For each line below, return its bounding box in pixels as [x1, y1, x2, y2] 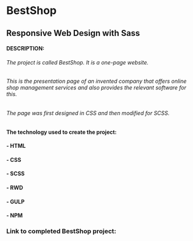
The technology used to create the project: [6, 128, 117, 136]
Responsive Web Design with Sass [6, 28, 140, 38]
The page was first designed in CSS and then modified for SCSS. [6, 109, 170, 116]
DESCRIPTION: [6, 45, 44, 52]
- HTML [6, 142, 26, 150]
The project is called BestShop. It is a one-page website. [6, 58, 149, 66]
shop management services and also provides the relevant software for [6, 84, 187, 91]
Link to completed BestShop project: [6, 227, 117, 236]
